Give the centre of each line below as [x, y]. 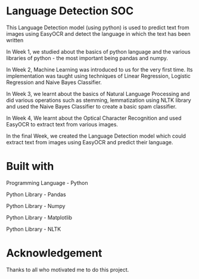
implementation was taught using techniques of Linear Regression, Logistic [98, 76]
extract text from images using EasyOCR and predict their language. [90, 142]
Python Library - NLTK [34, 229]
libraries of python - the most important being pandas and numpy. [87, 58]
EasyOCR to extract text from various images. [62, 124]
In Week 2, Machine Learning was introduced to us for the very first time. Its [99, 69]
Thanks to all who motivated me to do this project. [68, 269]
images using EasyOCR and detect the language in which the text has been [98, 33]
